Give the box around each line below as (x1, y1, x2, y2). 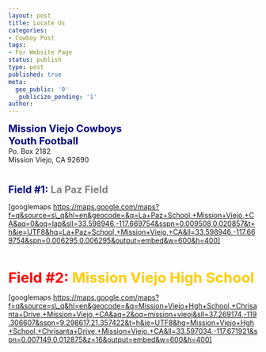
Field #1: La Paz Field (8, 183, 108, 197)
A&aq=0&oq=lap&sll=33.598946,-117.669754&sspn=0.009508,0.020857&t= (8, 219, 256, 228)
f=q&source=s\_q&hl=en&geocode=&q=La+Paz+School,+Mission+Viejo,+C (8, 211, 255, 220)
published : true (8, 71, 62, 78)
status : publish (8, 56, 62, 64)
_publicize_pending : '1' (15, 93, 97, 101)
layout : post (8, 11, 51, 20)
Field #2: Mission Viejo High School (8, 269, 255, 287)
